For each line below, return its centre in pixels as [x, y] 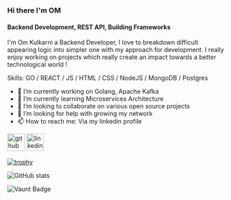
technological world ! [37, 65]
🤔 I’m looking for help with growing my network [85, 114]
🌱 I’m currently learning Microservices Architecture [90, 99]
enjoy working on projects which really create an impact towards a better [112, 57]
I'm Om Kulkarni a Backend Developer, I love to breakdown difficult [103, 42]
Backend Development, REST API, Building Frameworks [89, 27]
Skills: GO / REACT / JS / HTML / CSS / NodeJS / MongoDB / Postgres [108, 78]
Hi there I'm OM [34, 10]
